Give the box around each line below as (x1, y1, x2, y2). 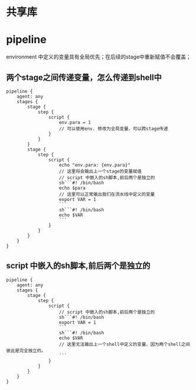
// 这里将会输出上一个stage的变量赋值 (58, 168, 142, 174)
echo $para (58, 185, 86, 191)
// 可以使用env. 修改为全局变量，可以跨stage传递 (58, 126, 168, 132)
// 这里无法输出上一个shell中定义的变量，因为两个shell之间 (58, 341, 190, 347)
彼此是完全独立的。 (6, 347, 46, 353)
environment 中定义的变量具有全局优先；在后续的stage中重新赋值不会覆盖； (6, 53, 192, 60)
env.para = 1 (58, 119, 92, 125)
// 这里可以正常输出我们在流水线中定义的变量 (58, 191, 155, 197)
